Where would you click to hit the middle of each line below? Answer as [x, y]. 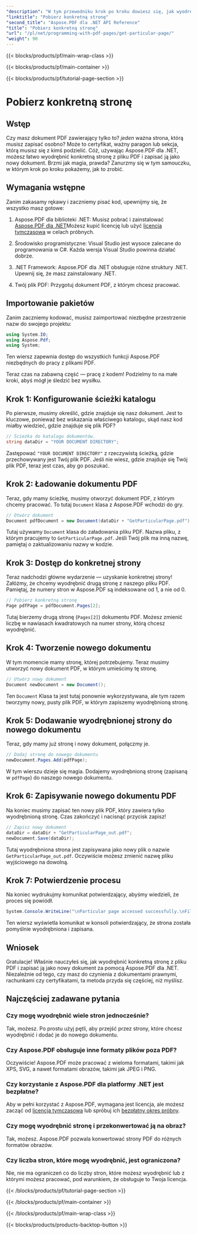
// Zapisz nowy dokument [36, 827]
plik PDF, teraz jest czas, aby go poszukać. [58, 466]
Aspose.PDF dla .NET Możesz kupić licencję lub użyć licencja [88, 225]
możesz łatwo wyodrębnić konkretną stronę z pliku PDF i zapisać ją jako [93, 157]
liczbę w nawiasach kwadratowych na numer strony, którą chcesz [86, 623]
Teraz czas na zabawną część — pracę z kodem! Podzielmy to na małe [92, 374]
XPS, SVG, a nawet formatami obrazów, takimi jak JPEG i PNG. [81, 1069]
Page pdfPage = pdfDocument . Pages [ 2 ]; [53, 606]
